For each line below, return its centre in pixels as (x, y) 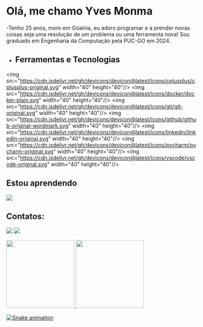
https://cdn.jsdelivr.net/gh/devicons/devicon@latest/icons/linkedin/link (108, 132)
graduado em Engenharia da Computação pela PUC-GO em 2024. (89, 40)
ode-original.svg (27, 164)
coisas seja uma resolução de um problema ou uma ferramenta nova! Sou (98, 34)
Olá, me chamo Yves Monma (79, 11)
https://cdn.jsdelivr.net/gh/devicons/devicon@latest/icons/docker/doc (108, 93)
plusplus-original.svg (32, 87)
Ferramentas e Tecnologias (67, 60)
